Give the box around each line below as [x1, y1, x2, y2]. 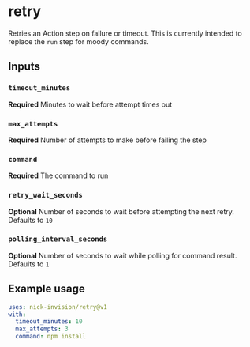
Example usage [8, 282, 85, 296]
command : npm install [15, 333, 87, 341]
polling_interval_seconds [8, 235, 108, 243]
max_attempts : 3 [15, 325, 69, 334]
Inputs [8, 60, 41, 74]
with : [8, 311, 26, 319]
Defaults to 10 [8, 215, 53, 224]
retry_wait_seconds [8, 190, 83, 200]
